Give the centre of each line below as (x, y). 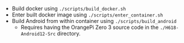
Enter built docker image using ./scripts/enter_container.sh (87, 15)
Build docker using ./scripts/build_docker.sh (69, 9)
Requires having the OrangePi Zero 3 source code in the (90, 27)
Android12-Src (38, 34)
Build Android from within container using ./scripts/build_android (94, 21)
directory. (69, 34)
